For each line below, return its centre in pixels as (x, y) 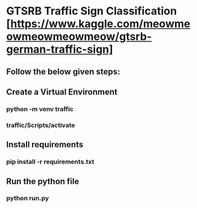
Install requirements (45, 145)
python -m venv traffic (40, 109)
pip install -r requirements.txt (50, 162)
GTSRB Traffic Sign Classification (92, 11)
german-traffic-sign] (60, 50)
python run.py (28, 198)
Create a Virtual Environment (62, 92)
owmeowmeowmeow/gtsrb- (79, 37)
